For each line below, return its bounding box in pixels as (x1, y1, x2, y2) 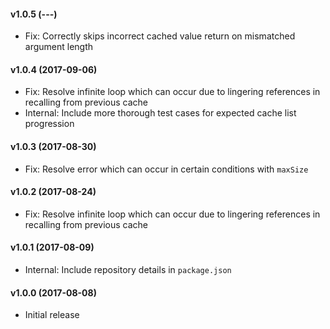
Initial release (24, 309, 80, 321)
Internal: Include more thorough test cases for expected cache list (24, 107, 297, 119)
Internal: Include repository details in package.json (24, 264, 232, 276)
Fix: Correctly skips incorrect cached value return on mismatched (24, 30, 296, 42)
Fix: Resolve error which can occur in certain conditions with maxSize (24, 163, 309, 175)
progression (24, 118, 75, 130)
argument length (24, 41, 94, 53)
